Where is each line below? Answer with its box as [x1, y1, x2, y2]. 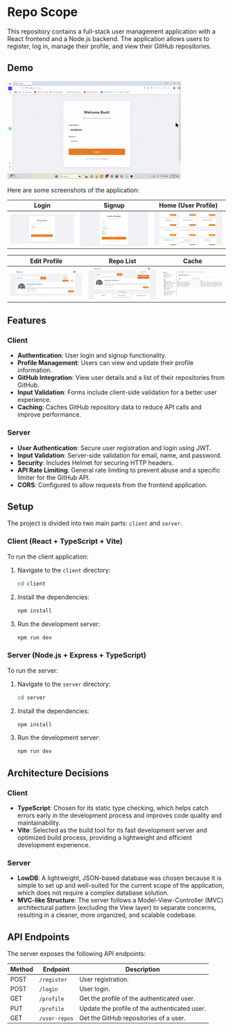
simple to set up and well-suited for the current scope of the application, [17, 881, 225, 890]
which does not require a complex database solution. [17, 888, 169, 897]
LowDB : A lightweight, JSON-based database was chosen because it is [17, 874, 222, 882]
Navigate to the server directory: [17, 680, 111, 688]
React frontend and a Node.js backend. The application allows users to [7, 34, 210, 42]
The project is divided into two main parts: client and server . [7, 519, 182, 527]
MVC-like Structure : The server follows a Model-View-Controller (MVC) [17, 896, 224, 904]
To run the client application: [7, 552, 89, 561]
